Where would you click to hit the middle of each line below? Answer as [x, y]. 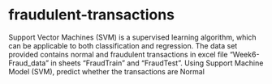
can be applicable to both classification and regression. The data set [123, 45]
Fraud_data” [29, 63]
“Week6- [244, 54]
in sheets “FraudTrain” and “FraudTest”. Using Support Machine [157, 63]
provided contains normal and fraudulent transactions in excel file [119, 54]
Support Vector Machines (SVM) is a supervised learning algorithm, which [133, 37]
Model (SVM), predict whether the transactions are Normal [107, 71]
